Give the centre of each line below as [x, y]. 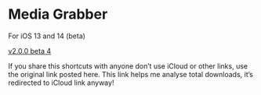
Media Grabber [58, 14]
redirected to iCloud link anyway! [61, 83]
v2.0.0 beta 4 [30, 51]
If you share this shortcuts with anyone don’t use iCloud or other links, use [128, 66]
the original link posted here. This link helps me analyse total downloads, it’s [130, 74]
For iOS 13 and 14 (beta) [47, 36]
